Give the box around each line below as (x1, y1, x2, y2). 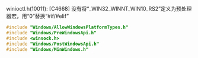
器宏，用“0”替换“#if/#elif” (6, 12, 69, 20)
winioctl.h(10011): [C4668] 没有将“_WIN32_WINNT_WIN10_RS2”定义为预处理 (6, 5, 192, 12)
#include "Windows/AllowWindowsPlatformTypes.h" (6, 24, 129, 30)
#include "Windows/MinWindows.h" (6, 46, 89, 52)
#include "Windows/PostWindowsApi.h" (6, 41, 100, 47)
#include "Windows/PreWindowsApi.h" (6, 30, 97, 36)
